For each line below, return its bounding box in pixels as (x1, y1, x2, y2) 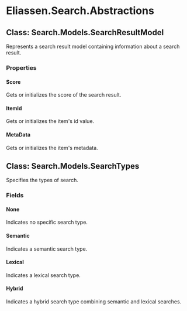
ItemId (6, 104, 22, 112)
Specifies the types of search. (6, 177, 79, 184)
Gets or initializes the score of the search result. (6, 91, 122, 98)
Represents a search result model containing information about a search (6, 43, 180, 50)
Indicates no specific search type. (6, 218, 88, 226)
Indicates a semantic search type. (6, 245, 88, 252)
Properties (6, 63, 37, 71)
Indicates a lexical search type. (6, 271, 81, 279)
